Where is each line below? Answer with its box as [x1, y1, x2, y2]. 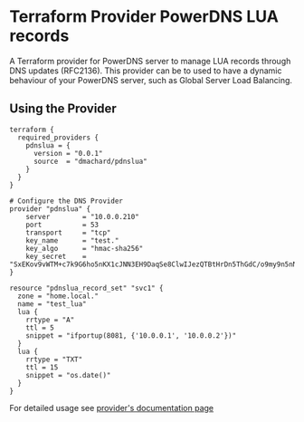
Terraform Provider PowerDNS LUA [9, 6, 279, 27]
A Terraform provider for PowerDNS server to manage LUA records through [9, 55, 291, 66]
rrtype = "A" [25, 315, 75, 324]
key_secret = [25, 252, 88, 261]
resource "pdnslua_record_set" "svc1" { [9, 283, 165, 293]
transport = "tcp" [25, 228, 111, 237]
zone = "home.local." [17, 292, 100, 301]
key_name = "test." [25, 235, 119, 245]
